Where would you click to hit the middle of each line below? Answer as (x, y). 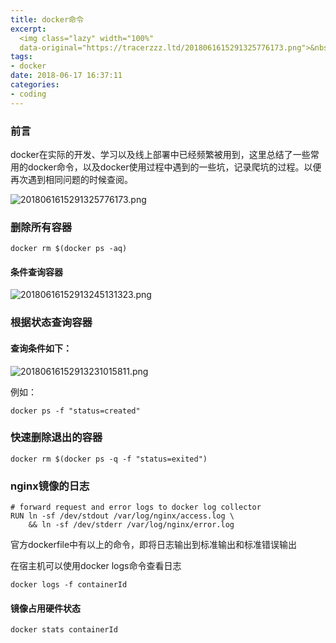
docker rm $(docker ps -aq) (69, 249)
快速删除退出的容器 (56, 438)
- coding (28, 94)
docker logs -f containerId (69, 585)
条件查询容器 (36, 272)
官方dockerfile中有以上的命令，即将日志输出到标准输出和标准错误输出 (154, 545)
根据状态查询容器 (51, 323)
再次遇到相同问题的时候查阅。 (71, 179)
